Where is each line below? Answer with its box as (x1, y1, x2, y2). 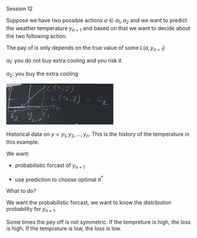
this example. (6, 138, 40, 145)
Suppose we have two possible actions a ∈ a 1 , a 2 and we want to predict (6, 17, 187, 25)
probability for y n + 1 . (6, 206, 57, 214)
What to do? (6, 188, 37, 195)
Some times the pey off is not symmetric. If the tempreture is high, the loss (6, 219, 191, 226)
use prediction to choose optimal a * (14, 174, 104, 183)
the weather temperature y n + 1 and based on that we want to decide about (6, 24, 191, 33)
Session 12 (6, 5, 33, 12)
